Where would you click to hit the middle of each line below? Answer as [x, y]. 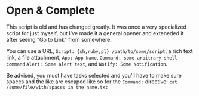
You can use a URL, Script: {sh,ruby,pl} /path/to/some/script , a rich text [99, 51]
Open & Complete [51, 10]
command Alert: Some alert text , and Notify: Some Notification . [87, 64]
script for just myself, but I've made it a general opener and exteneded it [95, 33]
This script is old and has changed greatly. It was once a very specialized [97, 27]
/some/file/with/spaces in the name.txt [57, 87]
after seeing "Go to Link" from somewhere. [59, 39]
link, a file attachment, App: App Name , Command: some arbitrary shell [92, 57]
